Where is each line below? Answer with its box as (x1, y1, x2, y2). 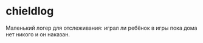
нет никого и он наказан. (5, 30, 71, 38)
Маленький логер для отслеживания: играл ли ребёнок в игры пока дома (5, 24, 198, 31)
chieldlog (5, 4, 54, 18)
